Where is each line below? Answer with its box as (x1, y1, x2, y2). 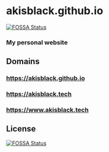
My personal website (6, 38, 68, 47)
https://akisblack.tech (6, 90, 72, 98)
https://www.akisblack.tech (6, 106, 89, 114)
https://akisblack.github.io (6, 74, 85, 82)
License (6, 124, 36, 134)
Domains (6, 57, 40, 67)
